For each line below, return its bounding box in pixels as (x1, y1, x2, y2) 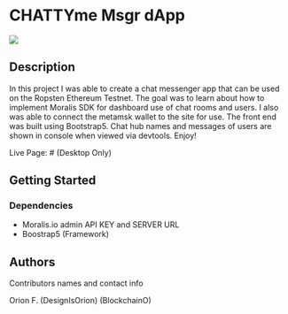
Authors (9, 254, 56, 270)
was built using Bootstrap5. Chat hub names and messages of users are (9, 120, 272, 131)
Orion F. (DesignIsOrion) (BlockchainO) (9, 295, 152, 306)
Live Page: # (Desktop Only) (9, 147, 113, 157)
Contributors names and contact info (9, 278, 144, 288)
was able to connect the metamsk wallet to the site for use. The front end (9, 111, 276, 122)
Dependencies (9, 200, 74, 212)
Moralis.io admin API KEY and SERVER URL (21, 219, 180, 230)
